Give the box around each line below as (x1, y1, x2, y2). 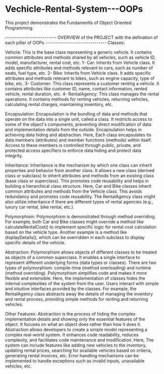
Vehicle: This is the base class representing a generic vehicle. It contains (5, 49, 152, 55)
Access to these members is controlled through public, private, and (5, 142, 141, 148)
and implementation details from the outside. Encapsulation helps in (5, 126, 142, 132)
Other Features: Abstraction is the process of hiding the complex (5, 311, 136, 316)
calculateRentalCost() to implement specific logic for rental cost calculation (5, 224, 157, 230)
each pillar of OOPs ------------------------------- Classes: (5, 39, 125, 45)
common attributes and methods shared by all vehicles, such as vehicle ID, (5, 54, 156, 60)
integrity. (5, 152, 23, 158)
